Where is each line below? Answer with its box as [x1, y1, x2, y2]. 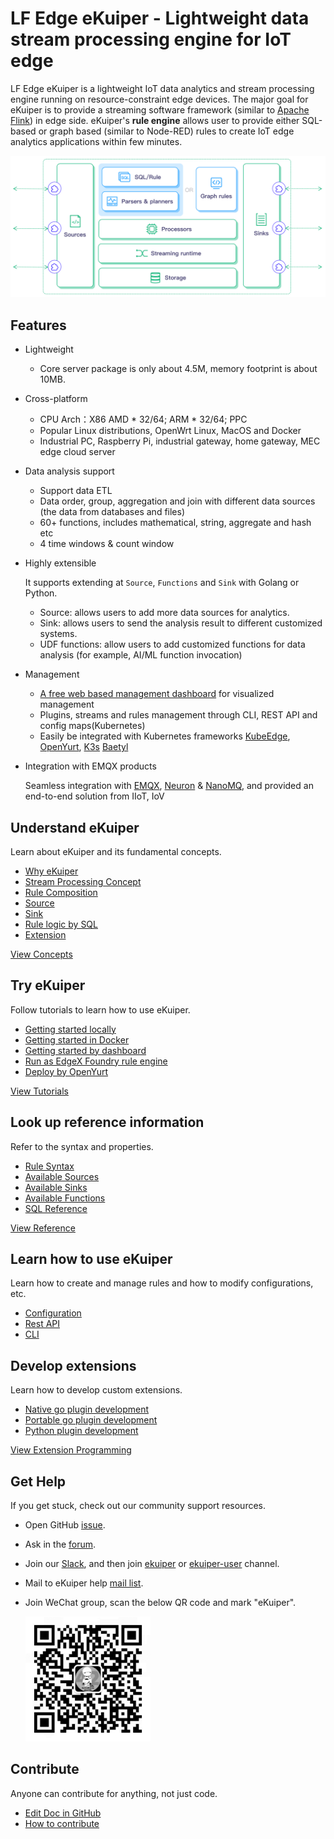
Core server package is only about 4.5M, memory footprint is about [39, 363, 318, 375]
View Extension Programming [10, 1444, 132, 1456]
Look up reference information [10, 1114, 205, 1131]
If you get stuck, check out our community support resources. [10, 1500, 266, 1512]
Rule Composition [24, 886, 98, 898]
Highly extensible [24, 557, 97, 569]
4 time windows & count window [39, 538, 175, 550]
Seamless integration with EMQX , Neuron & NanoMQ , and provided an [24, 780, 314, 792]
